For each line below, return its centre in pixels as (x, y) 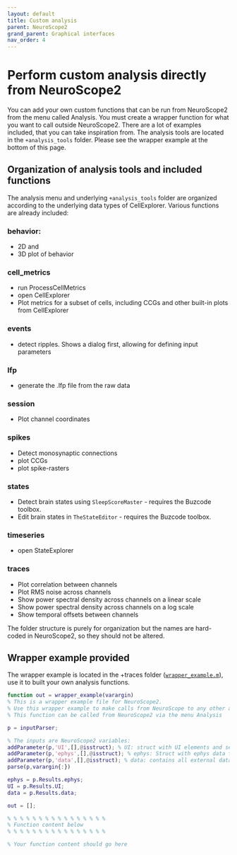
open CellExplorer (44, 295)
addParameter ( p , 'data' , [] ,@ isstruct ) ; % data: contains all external (112, 761)
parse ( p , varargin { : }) (39, 767)
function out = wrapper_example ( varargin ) (71, 695)
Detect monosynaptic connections (67, 453)
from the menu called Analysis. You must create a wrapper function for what (118, 117)
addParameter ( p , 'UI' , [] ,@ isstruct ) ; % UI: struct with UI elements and (115, 747)
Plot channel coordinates (54, 419)
